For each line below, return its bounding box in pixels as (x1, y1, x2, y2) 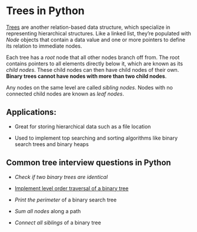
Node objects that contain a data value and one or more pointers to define (6, 36, 186, 43)
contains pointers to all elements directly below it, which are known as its (6, 60, 183, 67)
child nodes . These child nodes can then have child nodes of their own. (6, 66, 179, 73)
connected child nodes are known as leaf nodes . (6, 90, 125, 97)
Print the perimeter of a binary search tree (14, 196, 117, 203)
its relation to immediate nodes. (6, 42, 82, 49)
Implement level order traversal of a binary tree (14, 184, 129, 192)
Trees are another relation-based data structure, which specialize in (6, 24, 171, 31)
